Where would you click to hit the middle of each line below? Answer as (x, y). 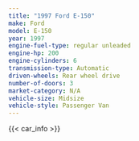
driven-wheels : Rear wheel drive (64, 76)
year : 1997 (27, 38)
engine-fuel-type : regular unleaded (69, 46)
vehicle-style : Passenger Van (59, 106)
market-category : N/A (45, 91)
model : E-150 (30, 31)
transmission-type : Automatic (59, 68)
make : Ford (27, 23)
